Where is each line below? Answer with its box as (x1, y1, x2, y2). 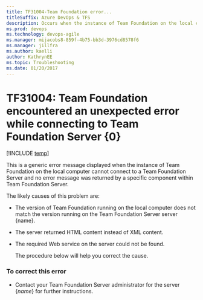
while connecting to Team (6, 117, 139, 131)
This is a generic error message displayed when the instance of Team (6, 161, 180, 169)
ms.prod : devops (6, 25, 47, 32)
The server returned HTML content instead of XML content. (14, 229, 164, 236)
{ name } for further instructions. (14, 287, 94, 295)
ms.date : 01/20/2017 (6, 65, 59, 71)
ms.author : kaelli (6, 48, 53, 54)
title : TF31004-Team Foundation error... (6, 8, 112, 15)
